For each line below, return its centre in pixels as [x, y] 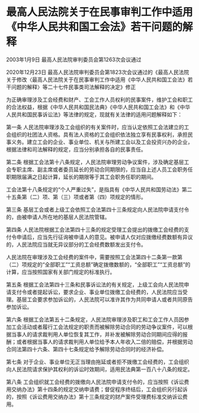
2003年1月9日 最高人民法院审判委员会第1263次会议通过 [74, 59]
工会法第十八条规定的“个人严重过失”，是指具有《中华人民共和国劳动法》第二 [99, 189]
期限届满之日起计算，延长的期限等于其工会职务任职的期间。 [84, 176]
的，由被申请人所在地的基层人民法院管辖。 [58, 217]
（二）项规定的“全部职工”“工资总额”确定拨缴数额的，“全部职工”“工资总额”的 [98, 264]
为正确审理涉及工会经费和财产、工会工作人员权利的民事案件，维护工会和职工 [99, 99]
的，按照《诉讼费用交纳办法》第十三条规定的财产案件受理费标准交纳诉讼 [94, 396]
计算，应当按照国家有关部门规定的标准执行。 [61, 272]
